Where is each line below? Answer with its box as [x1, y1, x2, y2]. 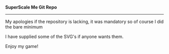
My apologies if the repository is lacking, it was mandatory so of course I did [5, 18, 164, 24]
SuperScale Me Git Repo [5, 4, 57, 10]
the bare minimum [5, 24, 43, 29]
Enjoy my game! [5, 43, 39, 49]
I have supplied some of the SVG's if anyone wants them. [5, 33, 124, 39]
